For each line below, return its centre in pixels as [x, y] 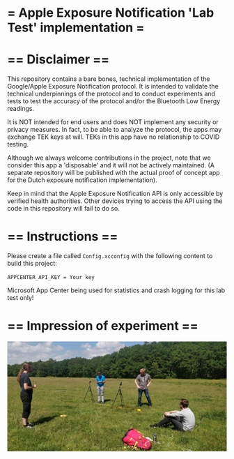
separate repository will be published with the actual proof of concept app [114, 173]
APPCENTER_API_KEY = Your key [51, 278]
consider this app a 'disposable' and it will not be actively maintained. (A [111, 165]
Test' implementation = [76, 28]
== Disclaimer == [58, 60]
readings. [21, 109]
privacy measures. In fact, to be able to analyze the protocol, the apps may [115, 130]
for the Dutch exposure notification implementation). [83, 180]
